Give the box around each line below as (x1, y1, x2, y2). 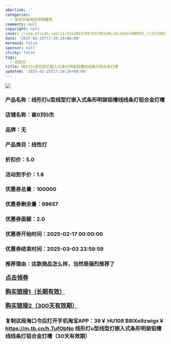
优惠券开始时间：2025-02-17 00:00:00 (5, 231, 103, 238)
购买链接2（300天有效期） (5, 302, 78, 309)
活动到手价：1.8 (5, 171, 44, 178)
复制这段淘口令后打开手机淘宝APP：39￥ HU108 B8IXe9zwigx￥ (5, 317, 164, 324)
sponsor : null (5, 45, 36, 50)
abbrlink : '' (5, 7, 33, 13)
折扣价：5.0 (5, 156, 35, 163)
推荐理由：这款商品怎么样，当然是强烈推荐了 (5, 261, 115, 268)
